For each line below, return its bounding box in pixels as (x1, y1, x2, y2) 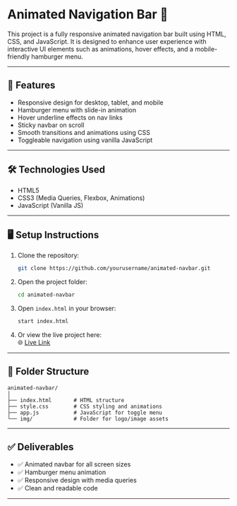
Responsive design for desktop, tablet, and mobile (17, 98, 164, 107)
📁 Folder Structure (7, 365, 90, 377)
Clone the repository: (17, 251, 80, 260)
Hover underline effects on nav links (17, 113, 123, 122)
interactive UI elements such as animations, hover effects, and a (7, 45, 194, 53)
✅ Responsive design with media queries (17, 476, 138, 484)
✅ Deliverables (7, 441, 74, 453)
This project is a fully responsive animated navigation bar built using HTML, (7, 30, 227, 38)
